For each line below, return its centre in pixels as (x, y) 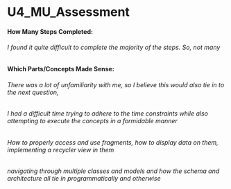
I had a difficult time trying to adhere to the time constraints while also (108, 114)
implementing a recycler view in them (61, 150)
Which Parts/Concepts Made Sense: (61, 69)
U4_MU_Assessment (69, 12)
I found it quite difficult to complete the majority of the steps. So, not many (114, 47)
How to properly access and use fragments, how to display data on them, (113, 142)
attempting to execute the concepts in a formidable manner (93, 121)
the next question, (33, 92)
